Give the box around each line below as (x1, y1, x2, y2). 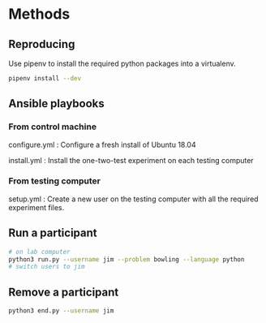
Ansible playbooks (8, 97, 105, 110)
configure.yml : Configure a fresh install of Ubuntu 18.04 (8, 140, 196, 149)
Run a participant (8, 226, 97, 240)
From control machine (8, 121, 97, 132)
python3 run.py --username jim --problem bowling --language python (8, 255, 245, 264)
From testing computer (8, 175, 101, 187)
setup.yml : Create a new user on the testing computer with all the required (8, 194, 259, 204)
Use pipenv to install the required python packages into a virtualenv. (8, 58, 237, 68)
